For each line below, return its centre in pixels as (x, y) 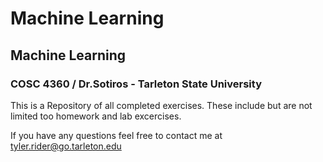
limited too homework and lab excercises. (96, 116)
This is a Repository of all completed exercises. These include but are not (161, 105)
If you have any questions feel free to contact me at (116, 135)
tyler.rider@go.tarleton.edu (66, 146)
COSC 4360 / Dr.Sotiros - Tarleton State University (136, 84)
